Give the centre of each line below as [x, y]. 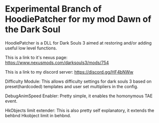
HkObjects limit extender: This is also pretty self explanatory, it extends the [80, 110]
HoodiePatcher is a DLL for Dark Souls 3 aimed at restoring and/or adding [79, 43]
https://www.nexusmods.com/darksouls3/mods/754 [57, 62]
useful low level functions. [31, 48]
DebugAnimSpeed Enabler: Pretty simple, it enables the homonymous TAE [79, 96]
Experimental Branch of [53, 9]
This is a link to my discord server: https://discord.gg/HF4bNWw [69, 72]
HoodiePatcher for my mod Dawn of [78, 19]
